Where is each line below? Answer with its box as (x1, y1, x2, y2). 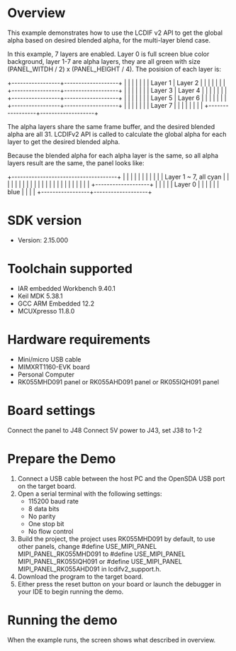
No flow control (28, 527, 74, 535)
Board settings (7, 402, 96, 418)
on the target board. (17, 482, 77, 490)
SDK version (7, 213, 82, 228)
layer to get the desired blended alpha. (7, 137, 120, 146)
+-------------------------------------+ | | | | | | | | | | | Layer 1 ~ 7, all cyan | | (7, 172, 230, 181)
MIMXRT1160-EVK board (17, 362, 90, 371)
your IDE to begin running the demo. (17, 587, 124, 596)
